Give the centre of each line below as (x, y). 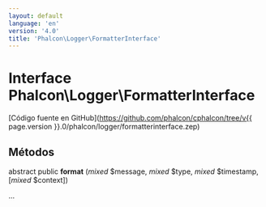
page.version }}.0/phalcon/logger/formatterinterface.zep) (104, 127)
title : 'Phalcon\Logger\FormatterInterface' (85, 38)
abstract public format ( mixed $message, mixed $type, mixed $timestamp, (134, 171)
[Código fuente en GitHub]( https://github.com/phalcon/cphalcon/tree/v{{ (131, 118)
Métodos (32, 152)
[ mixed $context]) (39, 180)
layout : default (36, 16)
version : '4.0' (34, 31)
